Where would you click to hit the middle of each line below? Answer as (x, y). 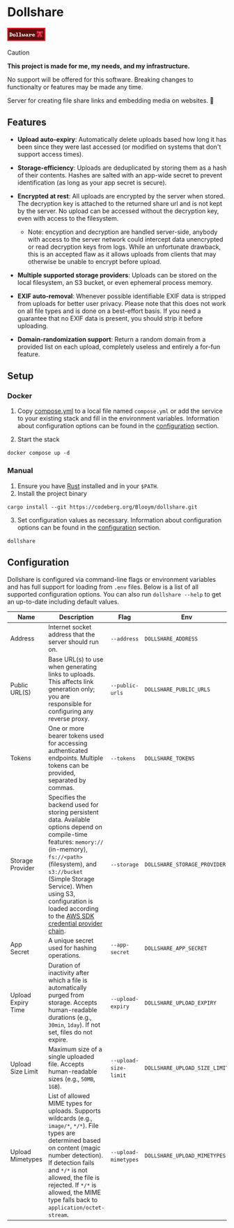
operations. (65, 956)
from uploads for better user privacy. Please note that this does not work (122, 303)
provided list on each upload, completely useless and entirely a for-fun (119, 346)
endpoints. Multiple (76, 758)
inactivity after (69, 972)
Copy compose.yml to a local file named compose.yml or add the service (120, 411)
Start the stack (38, 439)
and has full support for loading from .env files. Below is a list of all (103, 587)
